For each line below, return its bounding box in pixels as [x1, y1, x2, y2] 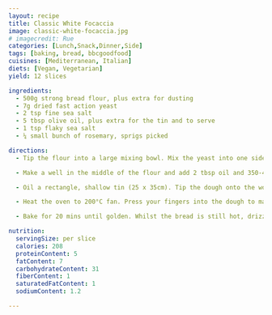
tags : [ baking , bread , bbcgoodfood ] [8, 49, 132, 57]
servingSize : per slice [15, 235, 96, 243]
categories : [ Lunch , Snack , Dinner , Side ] [8, 42, 143, 50]
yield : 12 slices [8, 72, 67, 80]
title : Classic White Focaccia [8, 19, 114, 28]
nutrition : [8, 228, 45, 236]
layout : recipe [8, 11, 60, 20]
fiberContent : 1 [15, 272, 70, 280]
